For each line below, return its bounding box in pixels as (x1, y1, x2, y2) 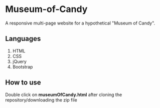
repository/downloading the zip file (5, 96, 78, 103)
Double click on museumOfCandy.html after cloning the (5, 91, 122, 97)
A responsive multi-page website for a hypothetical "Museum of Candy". (5, 20, 155, 26)
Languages (5, 34, 41, 43)
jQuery (12, 58, 27, 64)
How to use (5, 78, 41, 87)
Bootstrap (12, 63, 33, 69)
